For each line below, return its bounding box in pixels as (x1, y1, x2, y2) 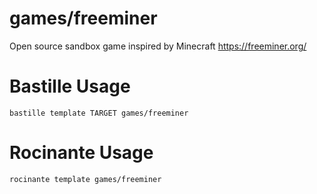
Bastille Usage (9, 75, 131, 98)
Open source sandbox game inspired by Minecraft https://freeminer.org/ (9, 40, 307, 52)
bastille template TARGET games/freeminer (9, 108, 189, 118)
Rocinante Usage (9, 142, 154, 164)
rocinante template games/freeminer (9, 174, 162, 184)
